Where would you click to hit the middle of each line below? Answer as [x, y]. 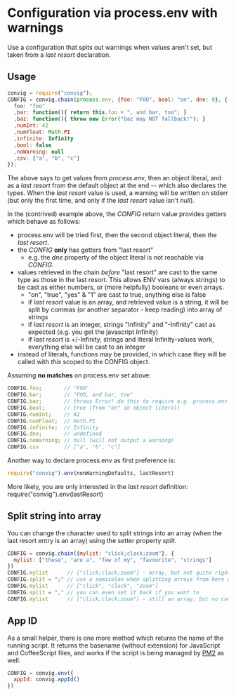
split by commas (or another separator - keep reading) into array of [125, 309]
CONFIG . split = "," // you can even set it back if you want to [103, 592]
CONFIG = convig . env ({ [40, 673]
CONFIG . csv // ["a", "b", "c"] [64, 447]
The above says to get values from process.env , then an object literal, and [114, 178]
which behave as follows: [44, 222]
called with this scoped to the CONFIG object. [84, 362]
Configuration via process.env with [112, 13]
